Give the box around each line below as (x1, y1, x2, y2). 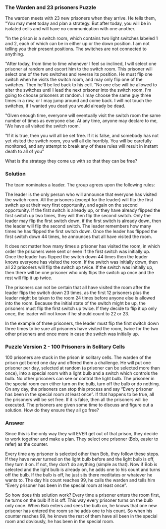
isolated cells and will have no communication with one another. (5, 26, 136, 32)
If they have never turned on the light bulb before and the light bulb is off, (5, 456, 155, 462)
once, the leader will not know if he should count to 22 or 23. (5, 310, 130, 316)
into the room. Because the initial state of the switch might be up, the (5, 300, 146, 306)
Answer (5, 419, 25, 426)
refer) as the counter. (5, 441, 49, 447)
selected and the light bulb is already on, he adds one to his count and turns (5, 467, 161, 472)
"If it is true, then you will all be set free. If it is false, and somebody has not (5, 133, 159, 139)
